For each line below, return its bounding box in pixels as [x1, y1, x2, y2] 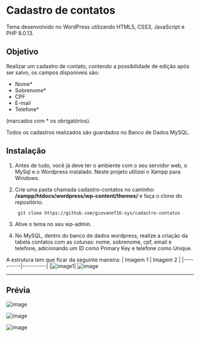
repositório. [14, 199, 43, 206]
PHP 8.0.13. [6, 29, 34, 36]
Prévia [6, 285, 31, 295]
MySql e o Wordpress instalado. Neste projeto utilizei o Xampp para [14, 168, 181, 175]
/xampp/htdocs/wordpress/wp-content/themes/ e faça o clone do [14, 192, 183, 199]
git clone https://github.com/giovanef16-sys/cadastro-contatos [17, 210, 180, 216]
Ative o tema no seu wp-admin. [14, 221, 92, 228]
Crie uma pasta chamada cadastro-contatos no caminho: [14, 185, 155, 193]
